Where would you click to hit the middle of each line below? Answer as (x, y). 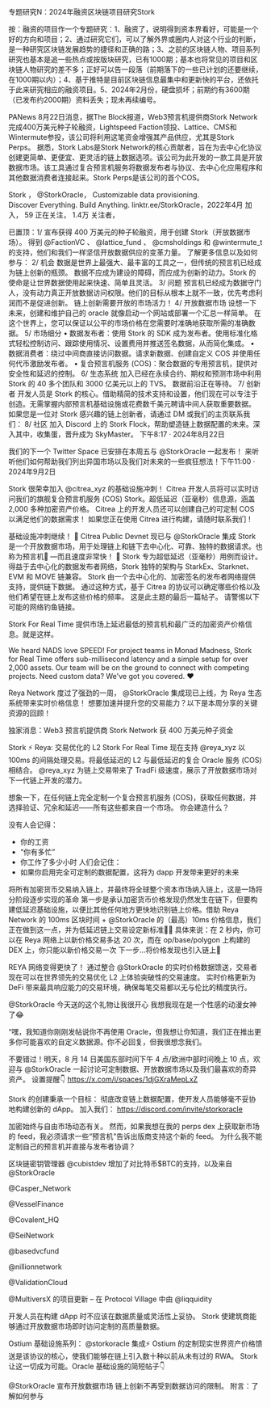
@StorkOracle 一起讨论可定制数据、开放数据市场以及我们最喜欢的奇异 (140, 1069)
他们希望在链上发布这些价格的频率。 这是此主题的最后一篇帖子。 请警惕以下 (134, 597)
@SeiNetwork (31, 1235)
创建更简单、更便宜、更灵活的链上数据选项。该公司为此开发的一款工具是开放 (135, 157)
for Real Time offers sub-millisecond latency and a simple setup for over (128, 659)
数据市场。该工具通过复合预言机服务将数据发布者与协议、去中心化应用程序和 (135, 167)
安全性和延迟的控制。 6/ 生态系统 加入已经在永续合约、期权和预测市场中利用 (135, 373)
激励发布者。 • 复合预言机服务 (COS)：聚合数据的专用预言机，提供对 (144, 363)
